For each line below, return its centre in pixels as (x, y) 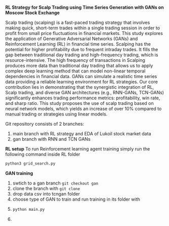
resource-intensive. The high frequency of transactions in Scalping (75, 60)
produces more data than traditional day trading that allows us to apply (79, 66)
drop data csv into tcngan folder (46, 194)
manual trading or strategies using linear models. (56, 114)
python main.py (29, 209)
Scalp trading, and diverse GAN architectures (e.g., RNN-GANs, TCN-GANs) (84, 92)
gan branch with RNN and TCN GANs (52, 139)
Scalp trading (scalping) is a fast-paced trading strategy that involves (78, 23)
